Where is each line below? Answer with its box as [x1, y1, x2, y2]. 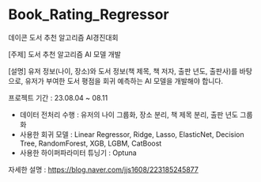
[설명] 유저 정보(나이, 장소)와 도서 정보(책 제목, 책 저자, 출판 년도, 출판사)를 [8, 66, 238, 76]
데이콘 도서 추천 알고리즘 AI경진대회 [8, 32, 119, 42]
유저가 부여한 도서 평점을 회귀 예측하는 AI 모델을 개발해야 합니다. [25, 76, 224, 85]
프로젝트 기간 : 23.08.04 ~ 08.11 [8, 93, 108, 102]
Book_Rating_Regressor [8, 6, 169, 24]
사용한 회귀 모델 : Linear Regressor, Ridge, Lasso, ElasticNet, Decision [19, 129, 244, 139]
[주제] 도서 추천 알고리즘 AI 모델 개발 [8, 49, 121, 59]
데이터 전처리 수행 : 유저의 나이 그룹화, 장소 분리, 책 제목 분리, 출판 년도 [19, 109, 239, 119]
